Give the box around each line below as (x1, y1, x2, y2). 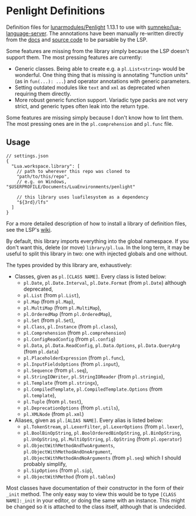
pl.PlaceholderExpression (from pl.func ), (23, 354, 125, 361)
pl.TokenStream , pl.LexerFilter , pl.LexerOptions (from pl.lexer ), (23, 422, 184, 430)
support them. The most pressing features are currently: (6, 54, 142, 61)
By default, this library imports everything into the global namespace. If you (6, 237, 189, 245)
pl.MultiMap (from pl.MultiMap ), (23, 304, 102, 311)
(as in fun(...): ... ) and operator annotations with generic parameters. (14, 78, 191, 85)
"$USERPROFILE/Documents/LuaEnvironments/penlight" (6, 184, 135, 189)
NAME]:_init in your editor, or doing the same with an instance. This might (6, 497, 185, 504)
